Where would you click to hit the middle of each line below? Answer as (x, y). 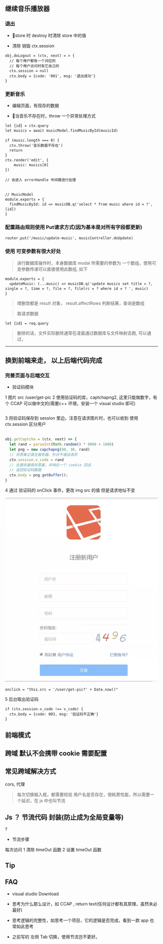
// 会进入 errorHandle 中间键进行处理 (41, 180)
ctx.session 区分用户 (25, 424)
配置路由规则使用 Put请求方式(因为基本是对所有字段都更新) (73, 227)
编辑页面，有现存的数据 (35, 105)
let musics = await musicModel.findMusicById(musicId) (62, 131)
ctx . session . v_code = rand (37, 460)
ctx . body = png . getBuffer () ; (39, 475)
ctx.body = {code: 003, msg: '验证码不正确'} (54, 714)
